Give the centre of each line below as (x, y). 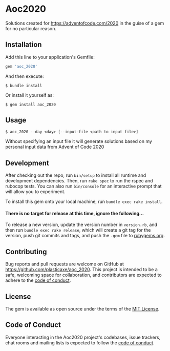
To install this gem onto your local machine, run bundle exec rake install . (84, 202)
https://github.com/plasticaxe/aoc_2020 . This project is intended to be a (81, 270)
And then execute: (25, 76)
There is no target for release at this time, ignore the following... (75, 213)
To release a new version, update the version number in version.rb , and (81, 225)
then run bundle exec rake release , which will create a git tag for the (78, 230)
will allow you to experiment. (35, 192)
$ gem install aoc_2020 (31, 105)
